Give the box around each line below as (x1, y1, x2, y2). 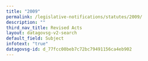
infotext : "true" (6, 41, 49, 47)
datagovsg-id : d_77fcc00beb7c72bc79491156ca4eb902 (6, 46, 132, 52)
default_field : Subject (6, 35, 64, 41)
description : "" (6, 19, 46, 25)
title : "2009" (6, 8, 41, 15)
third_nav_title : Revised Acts (6, 24, 82, 31)
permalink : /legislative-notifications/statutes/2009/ (6, 14, 143, 20)
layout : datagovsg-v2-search (6, 30, 77, 36)
